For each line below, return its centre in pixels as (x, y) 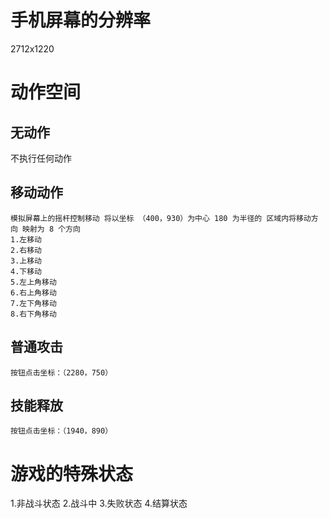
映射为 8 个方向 (51, 229)
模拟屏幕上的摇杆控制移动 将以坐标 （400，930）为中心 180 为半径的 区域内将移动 (161, 218)
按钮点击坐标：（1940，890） (61, 431)
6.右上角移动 (33, 292)
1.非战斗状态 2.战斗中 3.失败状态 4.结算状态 (99, 503)
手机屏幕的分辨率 (81, 20)
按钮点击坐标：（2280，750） (61, 372)
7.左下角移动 (33, 303)
